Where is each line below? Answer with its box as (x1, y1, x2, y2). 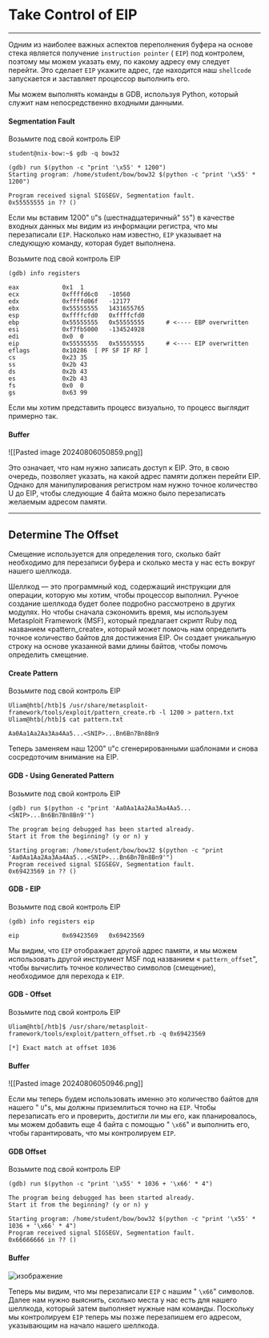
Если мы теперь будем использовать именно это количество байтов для (8, 1094, 259, 1104)
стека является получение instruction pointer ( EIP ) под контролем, (8, 48, 246, 58)
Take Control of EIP (8, 6, 138, 24)
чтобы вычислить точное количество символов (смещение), (8, 963, 216, 972)
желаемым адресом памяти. (8, 497, 108, 507)
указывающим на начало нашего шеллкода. (8, 1320, 160, 1330)
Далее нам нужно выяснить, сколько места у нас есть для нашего (8, 1295, 238, 1304)
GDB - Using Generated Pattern (8, 770, 114, 780)
